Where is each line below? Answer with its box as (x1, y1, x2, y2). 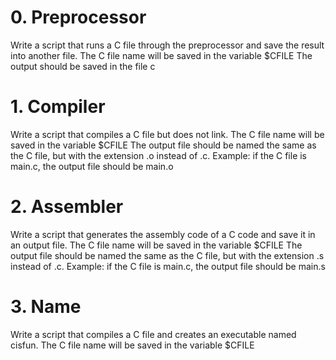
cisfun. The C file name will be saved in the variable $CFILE (10, 339, 255, 351)
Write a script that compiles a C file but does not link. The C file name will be (10, 128, 325, 140)
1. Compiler (10, 96, 106, 118)
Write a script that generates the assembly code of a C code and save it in (10, 228, 316, 240)
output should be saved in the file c (10, 60, 156, 72)
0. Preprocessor (10, 6, 147, 29)
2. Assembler (10, 196, 124, 218)
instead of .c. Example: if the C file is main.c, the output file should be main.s (10, 260, 326, 272)
